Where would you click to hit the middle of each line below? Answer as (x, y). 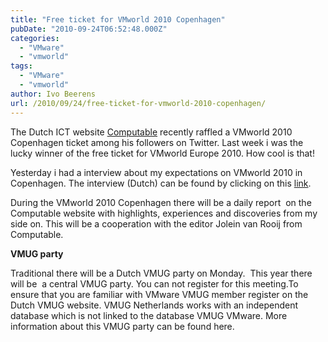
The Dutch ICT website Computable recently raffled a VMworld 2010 (151, 132)
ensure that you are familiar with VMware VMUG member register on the (159, 294)
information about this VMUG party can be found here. (122, 326)
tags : (21, 66)
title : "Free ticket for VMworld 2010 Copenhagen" (118, 19)
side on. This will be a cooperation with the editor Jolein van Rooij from (156, 223)
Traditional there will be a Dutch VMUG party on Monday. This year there (161, 273)
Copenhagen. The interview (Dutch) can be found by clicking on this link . (161, 183)
